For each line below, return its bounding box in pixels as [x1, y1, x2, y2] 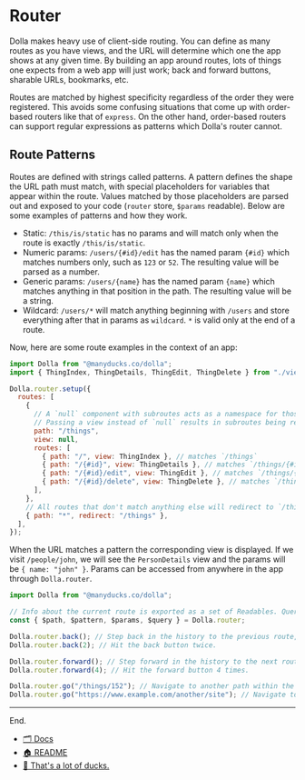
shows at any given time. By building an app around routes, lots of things [9, 55, 281, 65]
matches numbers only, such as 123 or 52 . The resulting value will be [22, 256, 280, 267]
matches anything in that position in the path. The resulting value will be [22, 285, 292, 296]
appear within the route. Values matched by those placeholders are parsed [9, 190, 289, 201]
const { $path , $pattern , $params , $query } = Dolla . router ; [9, 615, 246, 625]
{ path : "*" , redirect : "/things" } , [25, 511, 169, 520]
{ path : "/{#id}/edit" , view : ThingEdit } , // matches [42, 469, 254, 478]
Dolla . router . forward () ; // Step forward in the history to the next [9, 656, 279, 666]
